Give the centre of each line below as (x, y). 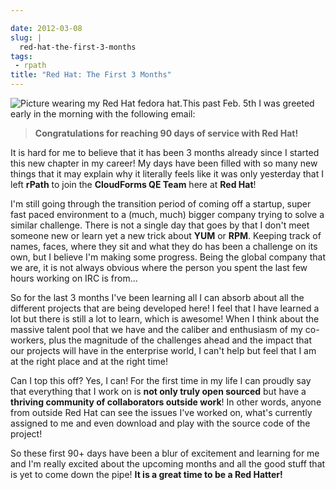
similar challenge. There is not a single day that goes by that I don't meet (160, 225)
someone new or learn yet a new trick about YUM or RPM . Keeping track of (166, 235)
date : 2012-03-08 (46, 28)
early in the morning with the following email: (103, 114)
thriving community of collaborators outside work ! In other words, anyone (166, 402)
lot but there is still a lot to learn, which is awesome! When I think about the (165, 319)
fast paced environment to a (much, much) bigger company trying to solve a (167, 214)
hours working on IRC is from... (74, 278)
